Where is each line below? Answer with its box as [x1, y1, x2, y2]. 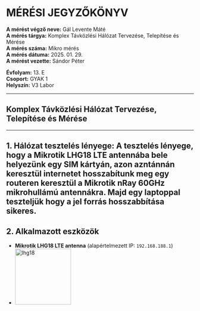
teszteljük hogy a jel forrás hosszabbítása [6, 197, 165, 207]
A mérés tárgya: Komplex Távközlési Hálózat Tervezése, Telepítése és [6, 32, 179, 39]
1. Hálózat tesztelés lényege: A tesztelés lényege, [6, 141, 193, 151]
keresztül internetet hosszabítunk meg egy [6, 169, 170, 179]
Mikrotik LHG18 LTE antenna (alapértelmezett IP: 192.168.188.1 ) [14, 242, 174, 249]
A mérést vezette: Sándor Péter [6, 57, 85, 64]
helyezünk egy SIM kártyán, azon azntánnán [6, 160, 175, 170]
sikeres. [6, 206, 37, 216]
